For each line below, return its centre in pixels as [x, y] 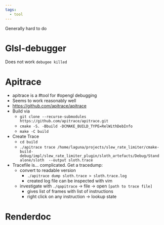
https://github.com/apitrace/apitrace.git [64, 121]
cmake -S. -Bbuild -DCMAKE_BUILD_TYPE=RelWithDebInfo [76, 126]
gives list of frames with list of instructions [70, 191]
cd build [29, 142]
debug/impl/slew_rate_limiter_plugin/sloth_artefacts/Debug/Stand [89, 156]
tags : [11, 10]
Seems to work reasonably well [44, 101]
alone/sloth [32, 160]
